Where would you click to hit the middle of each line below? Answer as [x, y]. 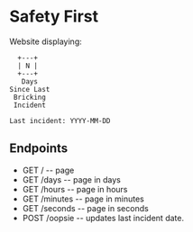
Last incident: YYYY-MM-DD [60, 120]
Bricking [30, 97]
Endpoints [39, 149]
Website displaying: [46, 41]
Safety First [54, 17]
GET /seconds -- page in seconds [85, 208]
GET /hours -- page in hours [75, 189]
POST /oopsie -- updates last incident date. [103, 218]
